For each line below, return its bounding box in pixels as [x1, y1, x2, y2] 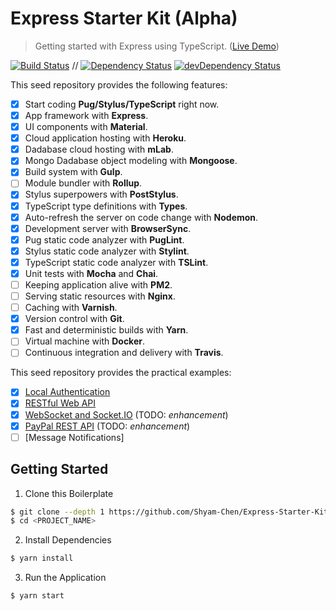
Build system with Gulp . [24, 166, 123, 178]
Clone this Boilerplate [24, 487, 114, 499]
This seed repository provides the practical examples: [10, 367, 232, 379]
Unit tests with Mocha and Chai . [24, 267, 159, 279]
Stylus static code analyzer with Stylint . [24, 245, 190, 257]
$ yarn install [10, 553, 74, 564]
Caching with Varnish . [24, 302, 118, 314]
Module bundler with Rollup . [24, 177, 143, 189]
